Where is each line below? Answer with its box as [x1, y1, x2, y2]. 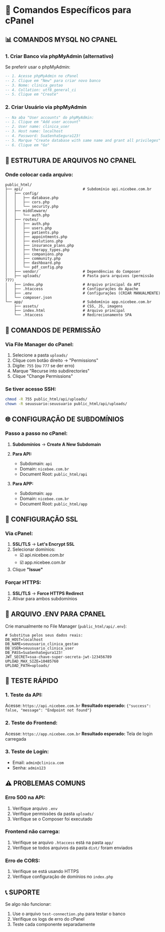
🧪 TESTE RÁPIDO [5, 676, 58, 685]
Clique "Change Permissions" [12, 373, 73, 379]
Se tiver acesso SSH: [5, 385, 56, 392]
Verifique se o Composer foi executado [12, 815, 93, 822]
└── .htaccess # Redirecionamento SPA [14, 312, 132, 318]
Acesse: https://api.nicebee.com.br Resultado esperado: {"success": [5, 702, 151, 708]
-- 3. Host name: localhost [5, 129, 63, 134]
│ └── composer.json [5, 295, 52, 300]
